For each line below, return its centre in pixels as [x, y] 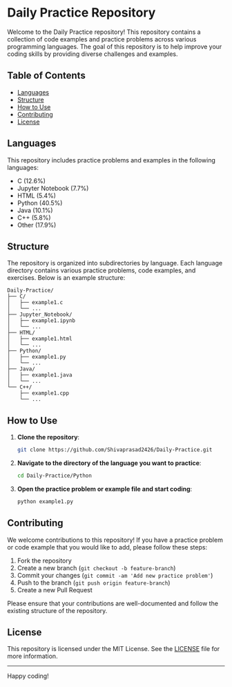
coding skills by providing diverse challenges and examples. [93, 54]
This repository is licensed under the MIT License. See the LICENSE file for [114, 649]
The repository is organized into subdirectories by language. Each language [115, 263]
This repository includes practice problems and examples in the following [112, 160]
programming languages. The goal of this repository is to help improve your [115, 46]
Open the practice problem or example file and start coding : [105, 489]
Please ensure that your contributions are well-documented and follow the [113, 603]
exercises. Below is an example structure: [66, 278]
